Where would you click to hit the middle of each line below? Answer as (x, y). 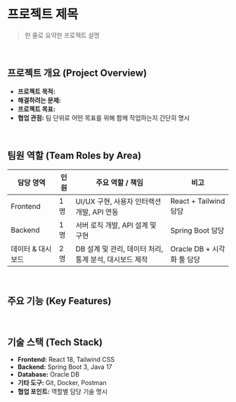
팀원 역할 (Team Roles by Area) (74, 156)
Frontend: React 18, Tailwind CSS (66, 360)
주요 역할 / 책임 (120, 182)
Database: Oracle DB (48, 375)
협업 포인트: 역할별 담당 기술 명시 (62, 391)
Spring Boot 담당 (197, 231)
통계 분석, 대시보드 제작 (112, 259)
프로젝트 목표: (37, 109)
